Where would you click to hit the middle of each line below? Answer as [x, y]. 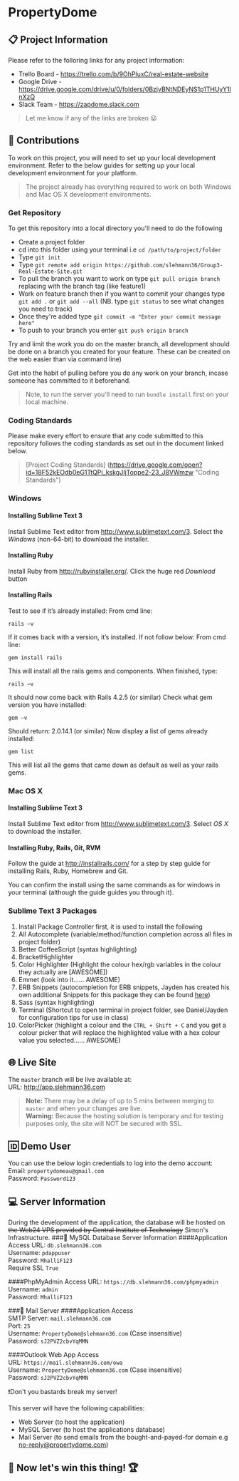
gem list [21, 752]
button [18, 579]
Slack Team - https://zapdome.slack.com [79, 104]
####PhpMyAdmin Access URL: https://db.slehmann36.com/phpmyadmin [113, 1281]
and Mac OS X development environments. [88, 194]
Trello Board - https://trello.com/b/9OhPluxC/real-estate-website [113, 74]
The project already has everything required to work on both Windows [128, 187]
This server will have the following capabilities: [76, 1408]
